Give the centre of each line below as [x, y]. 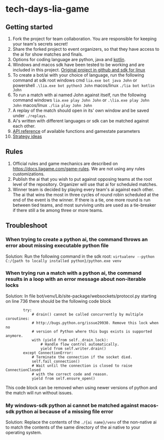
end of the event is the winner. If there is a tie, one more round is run [82, 200]
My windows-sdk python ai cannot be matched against [72, 405]
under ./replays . [30, 115]
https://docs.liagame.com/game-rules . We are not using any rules [79, 168]
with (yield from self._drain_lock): [70, 340]
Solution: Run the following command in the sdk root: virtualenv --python [80, 256]
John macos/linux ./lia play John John [52, 105]
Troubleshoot [27, 226]
